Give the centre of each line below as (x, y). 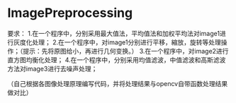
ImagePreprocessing (70, 13)
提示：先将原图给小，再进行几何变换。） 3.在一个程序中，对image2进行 (125, 51)
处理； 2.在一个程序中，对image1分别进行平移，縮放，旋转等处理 (126, 42)
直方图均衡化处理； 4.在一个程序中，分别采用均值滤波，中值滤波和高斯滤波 (117, 60)
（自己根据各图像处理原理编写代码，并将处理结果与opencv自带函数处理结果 (118, 83)
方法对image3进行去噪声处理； (52, 68)
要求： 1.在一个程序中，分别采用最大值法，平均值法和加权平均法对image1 (114, 33)
